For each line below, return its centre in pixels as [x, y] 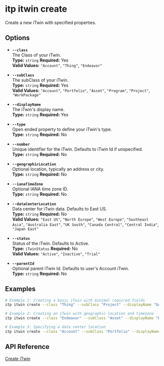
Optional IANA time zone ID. [40, 189]
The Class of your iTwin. [37, 55]
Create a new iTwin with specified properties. [51, 23]
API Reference [27, 347]
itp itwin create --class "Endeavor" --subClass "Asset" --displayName [79, 318]
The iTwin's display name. [38, 109]
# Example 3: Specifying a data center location [55, 327]
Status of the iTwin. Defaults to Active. [51, 243]
